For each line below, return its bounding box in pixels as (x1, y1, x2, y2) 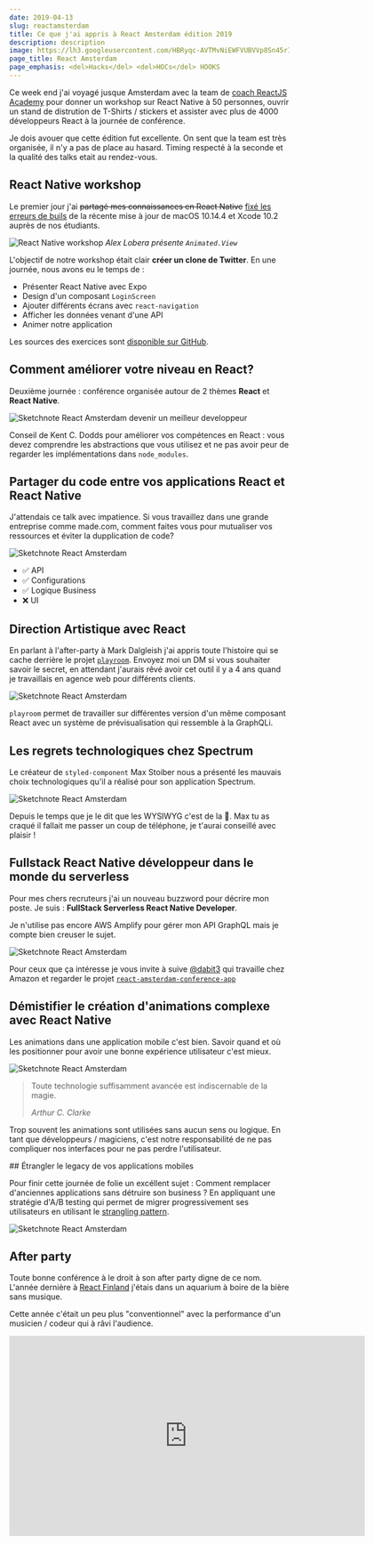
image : (9, 46, 34, 55)
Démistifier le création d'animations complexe (9, 998, 271, 1015)
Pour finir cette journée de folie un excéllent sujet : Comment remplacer (9, 1177, 271, 1188)
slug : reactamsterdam (9, 21, 90, 30)
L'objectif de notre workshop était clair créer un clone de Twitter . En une (9, 255, 277, 265)
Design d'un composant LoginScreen (21, 290, 156, 301)
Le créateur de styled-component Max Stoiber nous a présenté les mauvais (9, 766, 282, 777)
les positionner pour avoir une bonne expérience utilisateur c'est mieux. (9, 1046, 272, 1056)
